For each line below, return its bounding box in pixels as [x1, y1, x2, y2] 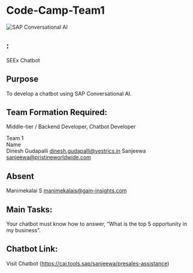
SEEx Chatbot [6, 56, 40, 63]
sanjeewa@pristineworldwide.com [6, 154, 92, 161]
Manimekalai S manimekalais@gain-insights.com [6, 187, 127, 195]
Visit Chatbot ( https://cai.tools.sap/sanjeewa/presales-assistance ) [6, 260, 170, 267]
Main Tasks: [6, 204, 53, 214]
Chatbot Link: [6, 244, 58, 254]
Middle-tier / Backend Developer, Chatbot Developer [6, 123, 136, 131]
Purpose [6, 74, 39, 84]
